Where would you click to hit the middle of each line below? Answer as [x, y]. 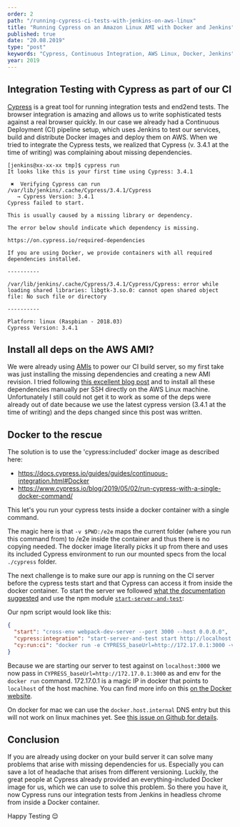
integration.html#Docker [54, 481]
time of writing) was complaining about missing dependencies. [100, 152]
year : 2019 [24, 61]
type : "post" [27, 47]
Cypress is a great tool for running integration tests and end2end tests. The [118, 106]
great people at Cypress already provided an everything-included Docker [115, 780]
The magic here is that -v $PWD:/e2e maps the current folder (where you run [119, 531]
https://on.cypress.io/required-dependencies [76, 240]
